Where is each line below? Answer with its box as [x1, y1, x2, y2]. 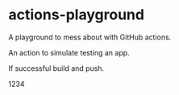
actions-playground [8, 6, 145, 24]
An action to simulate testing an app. [8, 47, 131, 57]
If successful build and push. [8, 63, 105, 73]
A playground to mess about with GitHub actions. [8, 32, 172, 42]
